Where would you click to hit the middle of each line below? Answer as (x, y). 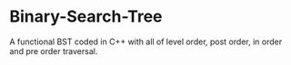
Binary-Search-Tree (86, 17)
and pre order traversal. (54, 51)
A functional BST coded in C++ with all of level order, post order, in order (146, 42)
